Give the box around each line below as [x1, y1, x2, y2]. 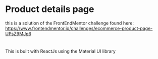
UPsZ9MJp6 [5, 30, 32, 36]
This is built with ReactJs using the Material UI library [5, 48, 116, 54]
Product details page [5, 3, 94, 15]
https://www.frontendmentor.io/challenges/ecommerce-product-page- [5, 25, 153, 31]
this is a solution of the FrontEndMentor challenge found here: [5, 20, 134, 26]
